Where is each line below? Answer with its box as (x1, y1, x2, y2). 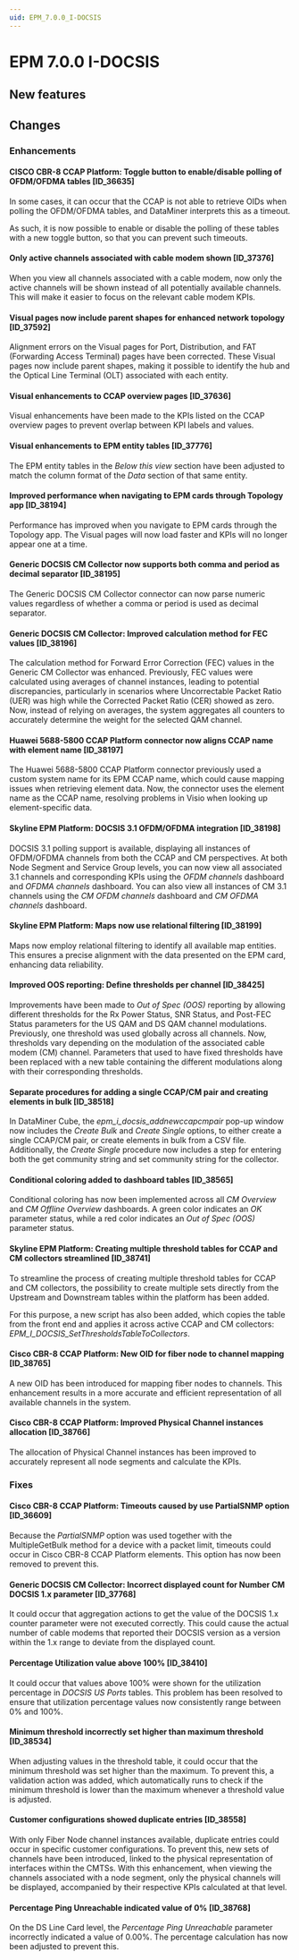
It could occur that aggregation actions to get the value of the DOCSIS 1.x (9, 1608, 279, 1619)
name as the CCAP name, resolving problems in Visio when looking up (9, 793, 268, 803)
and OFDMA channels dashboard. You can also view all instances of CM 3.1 (9, 880, 287, 891)
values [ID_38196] (9, 637, 78, 649)
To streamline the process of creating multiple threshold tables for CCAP (9, 1272, 277, 1284)
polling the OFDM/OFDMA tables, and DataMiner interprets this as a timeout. (9, 205, 291, 216)
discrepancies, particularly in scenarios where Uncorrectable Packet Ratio (9, 686, 282, 697)
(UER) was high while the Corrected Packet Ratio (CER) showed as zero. (9, 695, 275, 707)
